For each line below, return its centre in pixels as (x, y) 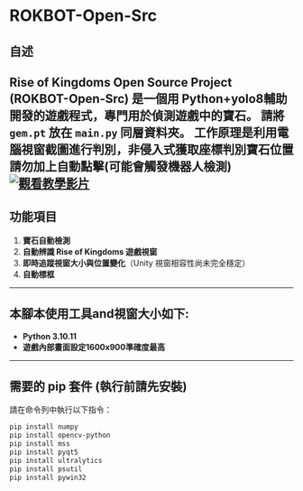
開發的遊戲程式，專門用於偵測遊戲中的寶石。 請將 (147, 115)
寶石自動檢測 (46, 240)
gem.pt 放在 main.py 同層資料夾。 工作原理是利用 (143, 132)
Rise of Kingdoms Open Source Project (121, 82)
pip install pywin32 (48, 477)
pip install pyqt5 (44, 452)
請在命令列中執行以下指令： (61, 410)
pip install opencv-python (60, 435)
